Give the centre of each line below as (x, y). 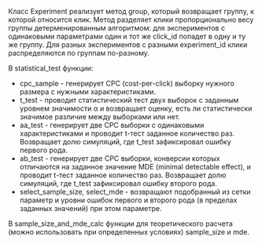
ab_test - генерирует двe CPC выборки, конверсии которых (120, 158)
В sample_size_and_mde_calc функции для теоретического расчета (121, 224)
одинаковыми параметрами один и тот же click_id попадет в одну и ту (127, 36)
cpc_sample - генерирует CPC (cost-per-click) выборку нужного (127, 83)
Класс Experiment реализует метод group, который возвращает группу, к (131, 11)
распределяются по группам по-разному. (79, 53)
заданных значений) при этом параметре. (91, 208)
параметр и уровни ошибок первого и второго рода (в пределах (128, 200)
